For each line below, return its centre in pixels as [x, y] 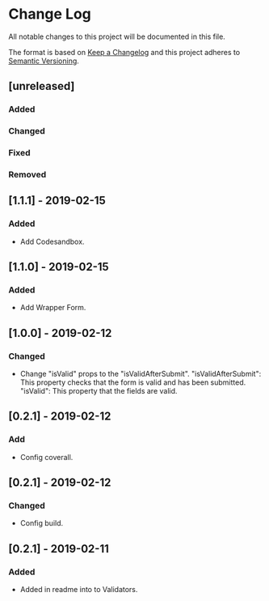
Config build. [42, 523]
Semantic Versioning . [44, 61]
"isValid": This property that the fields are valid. [99, 391]
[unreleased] [42, 86]
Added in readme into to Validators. [79, 590]
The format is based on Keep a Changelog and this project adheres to [124, 52]
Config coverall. [46, 457]
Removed [27, 175]
